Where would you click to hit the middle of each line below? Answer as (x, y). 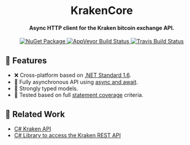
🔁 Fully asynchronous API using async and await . (76, 82)
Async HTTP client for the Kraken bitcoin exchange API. (102, 27)
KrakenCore (102, 11)
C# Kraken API (32, 129)
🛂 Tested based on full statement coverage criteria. (79, 95)
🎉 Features (26, 61)
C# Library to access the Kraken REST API (67, 135)
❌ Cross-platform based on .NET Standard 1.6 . (73, 75)
